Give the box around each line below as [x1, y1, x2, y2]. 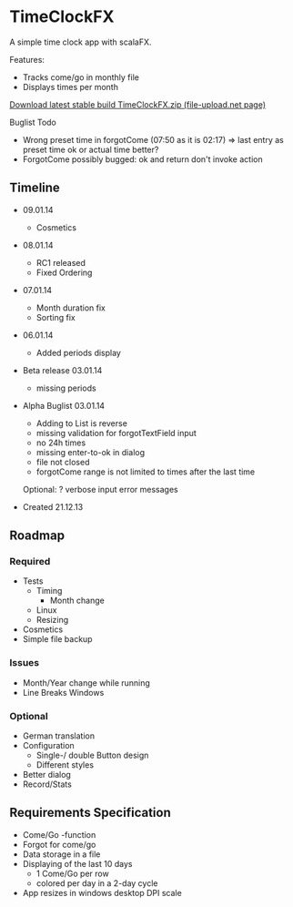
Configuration [22, 740, 75, 751]
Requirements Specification [9, 805, 171, 820]
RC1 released [35, 257, 86, 268]
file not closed [35, 456, 90, 467]
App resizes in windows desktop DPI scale [22, 887, 182, 898]
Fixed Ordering [35, 267, 93, 278]
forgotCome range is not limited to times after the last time [35, 466, 256, 477]
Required [9, 555, 51, 568]
